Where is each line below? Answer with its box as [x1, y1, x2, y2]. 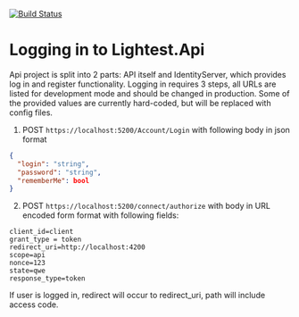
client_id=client [9, 228, 74, 237]
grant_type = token [9, 235, 82, 245]
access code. [9, 299, 59, 310]
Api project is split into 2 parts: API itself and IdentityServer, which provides [9, 69, 287, 79]
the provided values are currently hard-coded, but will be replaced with [9, 97, 271, 108]
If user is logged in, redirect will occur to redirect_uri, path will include [9, 290, 266, 301]
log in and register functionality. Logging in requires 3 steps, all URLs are [9, 79, 277, 89]
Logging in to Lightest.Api [9, 40, 205, 60]
